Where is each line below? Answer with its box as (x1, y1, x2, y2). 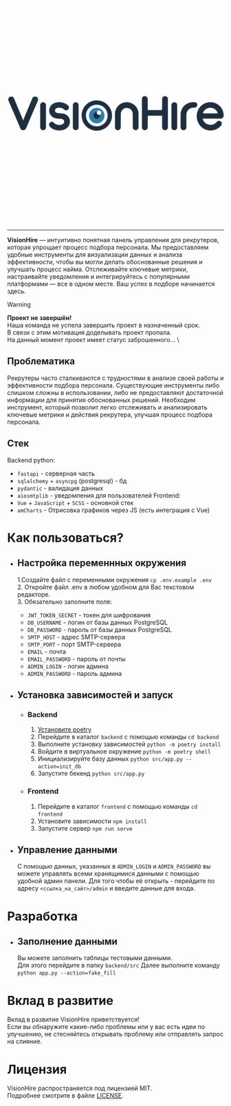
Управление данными (16, 844, 118, 855)
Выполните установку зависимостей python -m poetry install (37, 740, 221, 748)
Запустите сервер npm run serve (37, 824, 133, 832)
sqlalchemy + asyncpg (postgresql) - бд (16, 476, 127, 485)
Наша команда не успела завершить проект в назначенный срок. (7, 321, 201, 329)
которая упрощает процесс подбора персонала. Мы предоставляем (7, 243, 209, 251)
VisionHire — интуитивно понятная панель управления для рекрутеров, (7, 236, 219, 244)
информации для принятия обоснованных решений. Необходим (7, 396, 196, 404)
